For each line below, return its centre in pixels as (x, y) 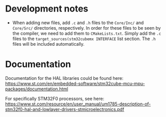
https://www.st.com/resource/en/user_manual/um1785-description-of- (78, 104)
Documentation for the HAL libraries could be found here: (64, 78)
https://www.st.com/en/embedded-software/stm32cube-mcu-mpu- (75, 83)
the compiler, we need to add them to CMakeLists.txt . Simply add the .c (87, 33)
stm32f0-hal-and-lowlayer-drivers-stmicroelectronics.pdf (65, 109)
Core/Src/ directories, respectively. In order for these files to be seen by (86, 28)
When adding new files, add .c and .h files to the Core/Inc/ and (78, 23)
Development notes (47, 9)
